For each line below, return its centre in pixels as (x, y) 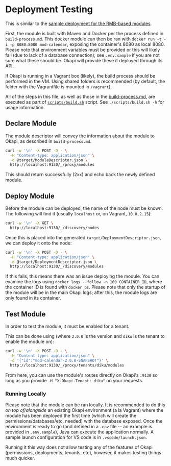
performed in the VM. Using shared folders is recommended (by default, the (85, 81)
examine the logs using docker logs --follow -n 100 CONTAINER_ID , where (84, 282)
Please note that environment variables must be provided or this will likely (83, 50)
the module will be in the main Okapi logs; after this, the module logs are (81, 292)
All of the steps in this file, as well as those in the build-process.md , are (80, 96)
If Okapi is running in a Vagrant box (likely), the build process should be (80, 76)
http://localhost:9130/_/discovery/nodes (55, 228)
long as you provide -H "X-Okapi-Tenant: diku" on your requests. (75, 380)
